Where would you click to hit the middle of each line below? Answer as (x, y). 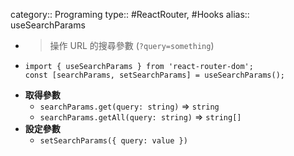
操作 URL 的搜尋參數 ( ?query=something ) (132, 45)
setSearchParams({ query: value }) (113, 141)
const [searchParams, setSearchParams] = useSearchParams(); (155, 75)
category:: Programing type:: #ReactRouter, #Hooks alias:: (130, 14)
